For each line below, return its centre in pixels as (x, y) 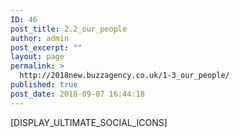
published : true (44, 85)
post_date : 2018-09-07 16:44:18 (77, 94)
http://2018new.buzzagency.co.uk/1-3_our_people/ (124, 76)
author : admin (40, 38)
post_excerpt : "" (46, 47)
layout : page (37, 57)
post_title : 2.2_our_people (69, 29)
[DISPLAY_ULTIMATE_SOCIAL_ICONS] (89, 122)
